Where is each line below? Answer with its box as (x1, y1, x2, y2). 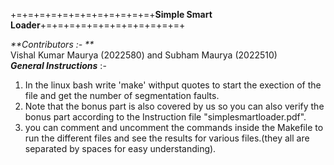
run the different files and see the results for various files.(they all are (24, 132, 310, 144)
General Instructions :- (10, 60, 107, 71)
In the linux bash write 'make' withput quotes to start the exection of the (24, 79, 322, 91)
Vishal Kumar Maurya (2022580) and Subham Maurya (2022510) (10, 49, 278, 61)
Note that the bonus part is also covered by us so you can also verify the (24, 100, 325, 112)
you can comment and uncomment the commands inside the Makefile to (24, 122, 324, 133)
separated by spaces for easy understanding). (24, 143, 217, 154)
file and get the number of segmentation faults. (24, 90, 220, 101)
